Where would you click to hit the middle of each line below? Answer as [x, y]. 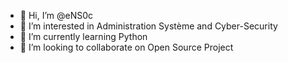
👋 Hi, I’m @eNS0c [56, 15]
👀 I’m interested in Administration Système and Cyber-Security [148, 26]
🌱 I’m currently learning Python [83, 36]
